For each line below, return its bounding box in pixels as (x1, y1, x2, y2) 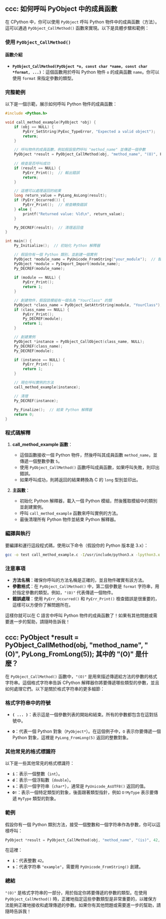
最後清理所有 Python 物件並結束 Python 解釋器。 (19, 517, 119, 522)
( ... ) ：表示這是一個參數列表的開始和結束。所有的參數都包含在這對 (12, 711, 154, 717)
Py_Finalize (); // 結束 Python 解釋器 (14, 407, 92, 412)
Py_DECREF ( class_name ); (14, 344, 63, 348)
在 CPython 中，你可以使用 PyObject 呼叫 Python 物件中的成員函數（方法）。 (5, 19, 160, 25)
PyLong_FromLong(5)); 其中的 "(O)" (21, 650, 134, 658)
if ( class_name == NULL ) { (14, 307, 70, 312)
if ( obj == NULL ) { (14, 124, 54, 129)
